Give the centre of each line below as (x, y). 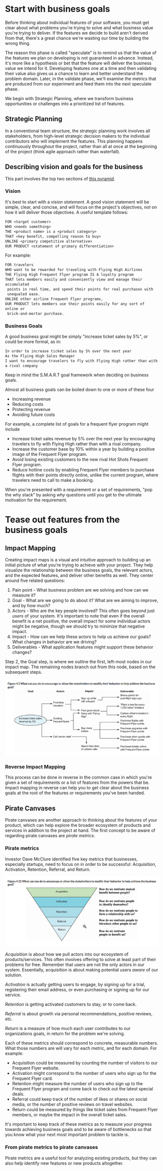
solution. (14, 975)
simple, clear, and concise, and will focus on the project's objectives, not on (81, 207)
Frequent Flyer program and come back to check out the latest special (82, 1089)
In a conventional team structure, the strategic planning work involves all (78, 131)
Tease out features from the (63, 520)
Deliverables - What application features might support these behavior (83, 647)
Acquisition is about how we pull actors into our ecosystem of (67, 954)
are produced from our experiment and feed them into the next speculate (78, 83)
